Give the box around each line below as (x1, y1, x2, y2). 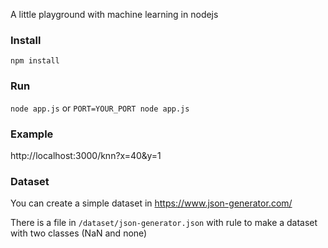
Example (10, 127, 54, 141)
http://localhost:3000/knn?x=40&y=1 (10, 149, 162, 161)
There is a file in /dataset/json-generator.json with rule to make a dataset (10, 217, 318, 229)
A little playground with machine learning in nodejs (10, 9, 219, 20)
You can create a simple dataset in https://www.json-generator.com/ (10, 197, 293, 209)
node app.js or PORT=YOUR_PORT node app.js (10, 102, 190, 114)
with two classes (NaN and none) (10, 227, 148, 239)
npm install (10, 56, 60, 66)
